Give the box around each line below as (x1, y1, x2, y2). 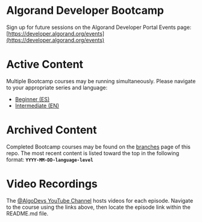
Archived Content (6, 123, 98, 137)
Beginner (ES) (14, 95, 50, 103)
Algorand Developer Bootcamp (6, 4, 164, 17)
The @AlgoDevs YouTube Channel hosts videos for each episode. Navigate (6, 197, 194, 204)
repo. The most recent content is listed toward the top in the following (6, 149, 180, 157)
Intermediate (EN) (14, 102, 59, 109)
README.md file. (6, 209, 49, 217)
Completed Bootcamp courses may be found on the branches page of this (6, 143, 191, 150)
